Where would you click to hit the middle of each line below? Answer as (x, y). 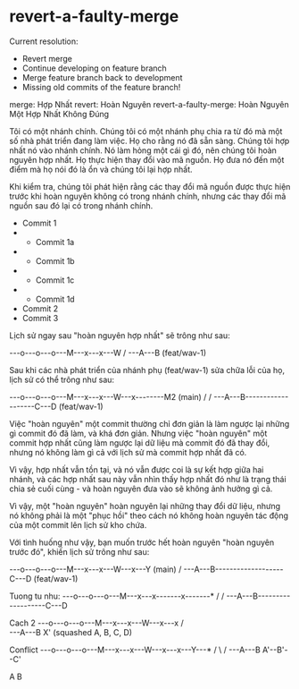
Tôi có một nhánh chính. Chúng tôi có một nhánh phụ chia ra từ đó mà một (146, 131)
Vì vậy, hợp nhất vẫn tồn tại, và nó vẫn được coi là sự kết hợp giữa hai (137, 469)
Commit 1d (55, 299)
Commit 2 (40, 308)
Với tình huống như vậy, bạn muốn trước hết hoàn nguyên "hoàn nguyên (142, 542)
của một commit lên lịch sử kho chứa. (78, 524)
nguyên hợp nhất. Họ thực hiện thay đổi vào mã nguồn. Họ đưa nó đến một (147, 159)
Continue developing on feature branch (94, 68)
